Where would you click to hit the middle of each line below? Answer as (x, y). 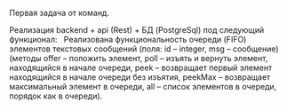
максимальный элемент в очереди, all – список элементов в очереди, (143, 86)
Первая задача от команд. (59, 13)
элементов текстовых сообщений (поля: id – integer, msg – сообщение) (144, 49)
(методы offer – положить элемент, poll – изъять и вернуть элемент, (139, 58)
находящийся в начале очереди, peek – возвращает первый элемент (141, 67)
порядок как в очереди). (56, 96)
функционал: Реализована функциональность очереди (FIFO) (128, 39)
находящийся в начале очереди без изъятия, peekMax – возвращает (140, 77)
